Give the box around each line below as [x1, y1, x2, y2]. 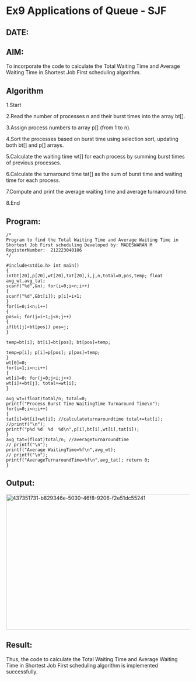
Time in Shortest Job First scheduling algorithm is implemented [6, 662, 159, 669]
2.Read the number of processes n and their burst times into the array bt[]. [6, 113, 185, 120]
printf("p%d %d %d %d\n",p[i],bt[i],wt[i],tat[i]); [6, 427, 140, 432]
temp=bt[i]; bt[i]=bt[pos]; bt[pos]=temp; [6, 339, 111, 346]
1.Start [6, 101, 22, 109]
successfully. [6, 668, 38, 675]
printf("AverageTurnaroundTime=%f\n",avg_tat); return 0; [6, 458, 150, 463]
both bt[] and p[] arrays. [6, 142, 64, 149]
